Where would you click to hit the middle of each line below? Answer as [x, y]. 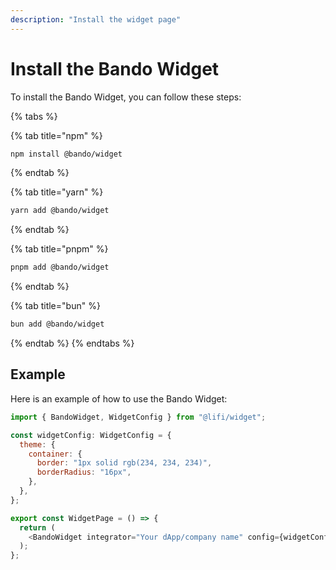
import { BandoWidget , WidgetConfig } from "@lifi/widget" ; [138, 417]
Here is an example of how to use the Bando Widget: [119, 398]
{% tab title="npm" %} [56, 135]
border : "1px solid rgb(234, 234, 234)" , [124, 463]
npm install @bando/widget [66, 154]
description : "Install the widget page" [96, 19]
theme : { [37, 444]
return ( [37, 527]
